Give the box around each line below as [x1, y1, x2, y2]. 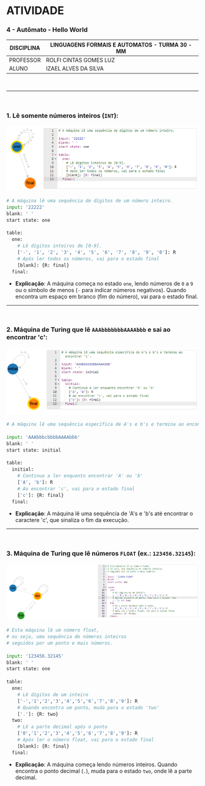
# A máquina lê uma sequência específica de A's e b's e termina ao [6, 421, 184, 428]
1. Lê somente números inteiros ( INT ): [6, 111, 119, 120]
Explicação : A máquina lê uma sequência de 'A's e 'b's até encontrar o [15, 510, 193, 517]
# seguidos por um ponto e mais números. [6, 640, 113, 646]
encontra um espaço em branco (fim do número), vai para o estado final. [15, 293, 198, 300]
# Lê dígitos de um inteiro [17, 691, 88, 697]
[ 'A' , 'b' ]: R [17, 479, 53, 486]
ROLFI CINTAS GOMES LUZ [46, 56, 115, 64]
